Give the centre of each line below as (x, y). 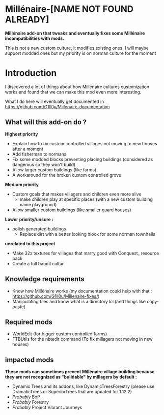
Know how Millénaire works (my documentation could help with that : (82, 291)
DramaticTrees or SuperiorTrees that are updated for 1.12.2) (72, 392)
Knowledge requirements (45, 279)
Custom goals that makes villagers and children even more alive (77, 194)
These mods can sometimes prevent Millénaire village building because (80, 372)
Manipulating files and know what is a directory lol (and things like (79, 301)
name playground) (38, 204)
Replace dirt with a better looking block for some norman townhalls (87, 234)
